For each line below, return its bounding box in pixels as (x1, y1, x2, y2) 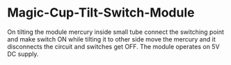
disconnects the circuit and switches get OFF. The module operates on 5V (7, 42, 221, 50)
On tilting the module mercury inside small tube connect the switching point (7, 28, 225, 36)
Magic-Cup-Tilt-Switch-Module (7, 5, 195, 21)
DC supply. (7, 50, 39, 58)
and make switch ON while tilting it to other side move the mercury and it (7, 35, 216, 43)
